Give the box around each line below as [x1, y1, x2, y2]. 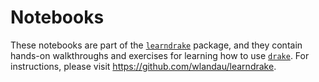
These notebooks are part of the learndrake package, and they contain [10, 39, 303, 51]
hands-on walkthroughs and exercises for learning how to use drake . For [10, 49, 310, 61]
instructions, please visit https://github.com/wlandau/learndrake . [10, 60, 277, 72]
